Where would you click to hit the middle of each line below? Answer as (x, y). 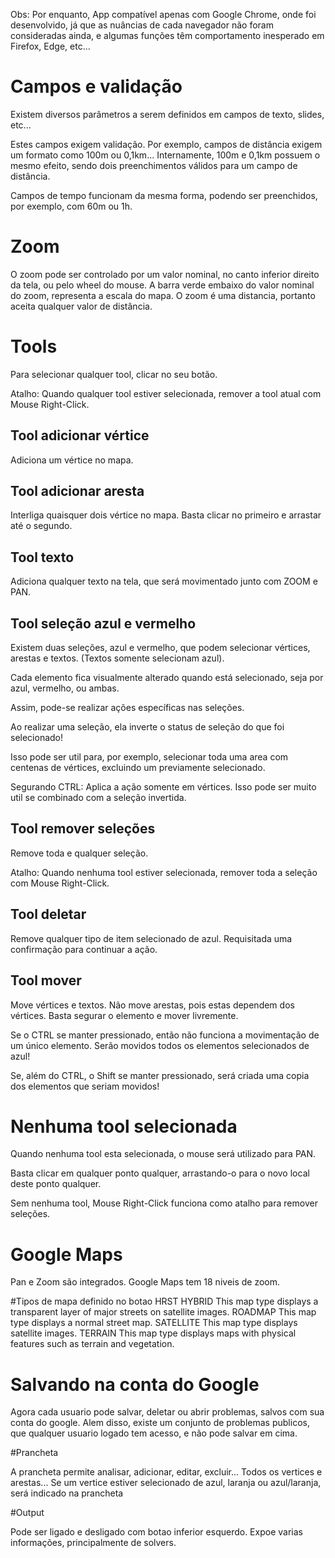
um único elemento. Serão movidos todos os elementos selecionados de (160, 1045)
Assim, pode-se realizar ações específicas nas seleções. (127, 708)
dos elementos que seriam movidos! (85, 1086)
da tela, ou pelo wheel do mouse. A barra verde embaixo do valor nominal (162, 285)
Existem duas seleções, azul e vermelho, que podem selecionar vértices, (160, 648)
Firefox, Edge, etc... (50, 46)
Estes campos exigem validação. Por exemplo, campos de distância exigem (166, 144)
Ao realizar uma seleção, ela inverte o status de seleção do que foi (147, 727)
